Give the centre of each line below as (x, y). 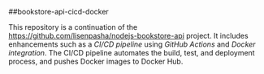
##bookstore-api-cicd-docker (59, 12)
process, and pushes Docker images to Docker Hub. (96, 61)
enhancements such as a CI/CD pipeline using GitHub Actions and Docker (132, 44)
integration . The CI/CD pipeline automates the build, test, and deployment (132, 53)
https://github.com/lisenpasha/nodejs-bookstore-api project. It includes (129, 36)
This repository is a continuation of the (73, 27)
